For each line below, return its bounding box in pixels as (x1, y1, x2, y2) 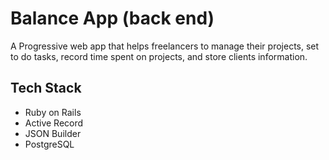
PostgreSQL (24, 138, 75, 150)
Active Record (24, 117, 84, 129)
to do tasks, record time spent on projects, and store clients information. (10, 50, 308, 62)
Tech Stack (10, 80, 82, 97)
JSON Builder (24, 127, 82, 139)
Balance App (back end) (10, 7, 215, 30)
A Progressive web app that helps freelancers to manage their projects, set (10, 40, 320, 52)
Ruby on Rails (24, 106, 82, 118)
